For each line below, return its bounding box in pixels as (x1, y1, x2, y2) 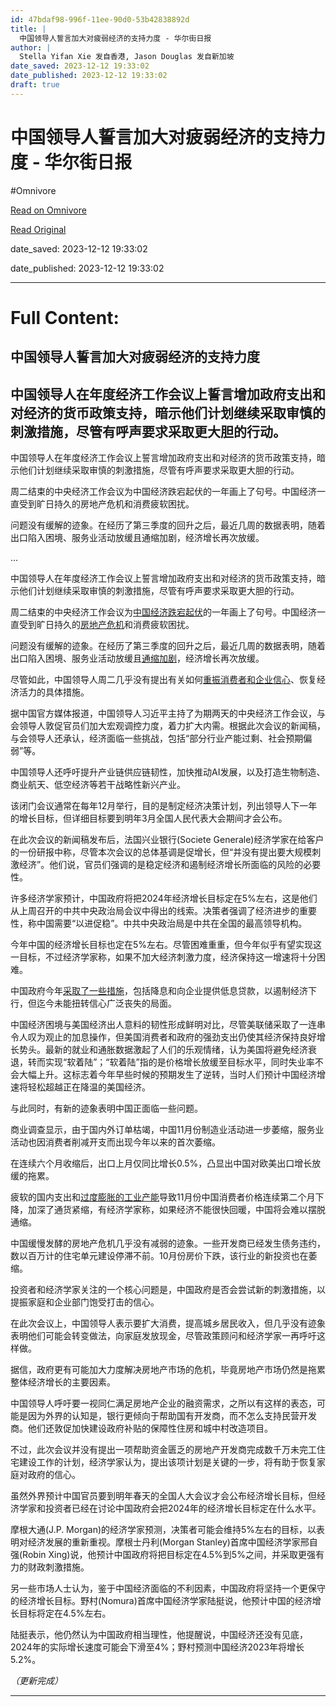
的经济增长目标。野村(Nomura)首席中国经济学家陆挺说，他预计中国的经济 (10, 1595, 313, 1607)
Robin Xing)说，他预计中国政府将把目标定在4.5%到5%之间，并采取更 (22, 1549, 307, 1561)
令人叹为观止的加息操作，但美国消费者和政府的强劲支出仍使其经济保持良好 (10, 1031, 317, 1043)
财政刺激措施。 (27, 1561, 90, 1573)
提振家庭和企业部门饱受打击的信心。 (10, 1296, 160, 1308)
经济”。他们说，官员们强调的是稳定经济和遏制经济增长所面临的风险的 (18, 859, 304, 871)
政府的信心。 (27, 1469, 81, 1481)
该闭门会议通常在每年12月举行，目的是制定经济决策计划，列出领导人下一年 (10, 800, 318, 812)
